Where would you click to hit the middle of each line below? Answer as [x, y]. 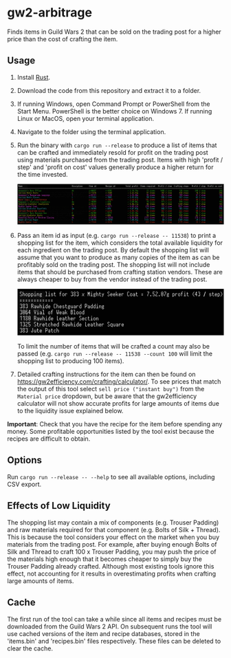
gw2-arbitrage [50, 13]
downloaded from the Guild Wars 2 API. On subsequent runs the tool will [110, 626]
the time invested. [42, 174]
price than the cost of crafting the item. [63, 39]
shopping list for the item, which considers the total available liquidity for [120, 243]
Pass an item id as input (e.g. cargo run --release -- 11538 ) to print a [117, 235]
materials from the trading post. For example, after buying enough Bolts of [112, 544]
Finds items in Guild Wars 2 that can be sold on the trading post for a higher [114, 32]
